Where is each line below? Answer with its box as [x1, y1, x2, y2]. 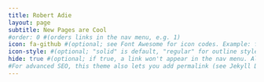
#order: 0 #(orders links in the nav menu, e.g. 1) [8, 33, 181, 41]
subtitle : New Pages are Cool [8, 26, 108, 34]
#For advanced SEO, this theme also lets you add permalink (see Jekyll [8, 62, 251, 70]
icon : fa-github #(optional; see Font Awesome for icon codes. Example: [8, 41, 251, 48]
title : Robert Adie [8, 11, 72, 20]
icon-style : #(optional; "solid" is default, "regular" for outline [8, 48, 237, 55]
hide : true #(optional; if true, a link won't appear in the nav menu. [8, 55, 247, 63]
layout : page [8, 19, 51, 27]
